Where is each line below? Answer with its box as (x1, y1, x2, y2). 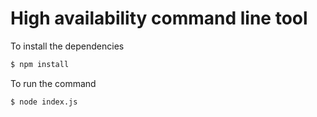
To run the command (10, 77, 97, 89)
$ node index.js (10, 97, 78, 107)
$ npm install (10, 59, 70, 69)
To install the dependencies (10, 40, 125, 52)
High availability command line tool (10, 7, 308, 30)
